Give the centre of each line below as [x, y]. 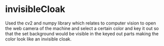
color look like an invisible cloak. [38, 39]
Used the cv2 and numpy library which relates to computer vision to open [81, 23]
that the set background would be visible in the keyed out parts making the [82, 33]
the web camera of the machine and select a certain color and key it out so [82, 28]
